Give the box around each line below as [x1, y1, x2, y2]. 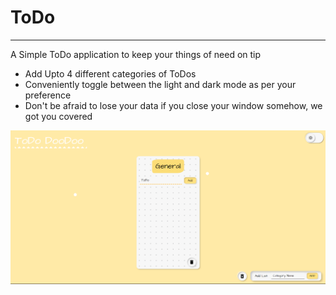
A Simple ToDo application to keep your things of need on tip [10, 48, 262, 60]
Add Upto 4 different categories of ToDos [24, 67, 197, 80]
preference [24, 89, 72, 101]
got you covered [24, 110, 93, 122]
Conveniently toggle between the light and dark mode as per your [24, 78, 297, 90]
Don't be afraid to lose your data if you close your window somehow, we [24, 99, 323, 111]
